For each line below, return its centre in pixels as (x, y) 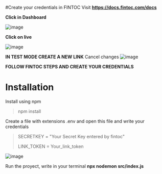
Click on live (19, 37)
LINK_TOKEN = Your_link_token (51, 146)
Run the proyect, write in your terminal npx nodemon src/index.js (75, 166)
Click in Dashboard (26, 17)
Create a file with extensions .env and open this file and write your (75, 121)
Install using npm (23, 101)
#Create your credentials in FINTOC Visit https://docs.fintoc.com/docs (81, 7)
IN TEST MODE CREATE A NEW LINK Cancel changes (62, 57)
